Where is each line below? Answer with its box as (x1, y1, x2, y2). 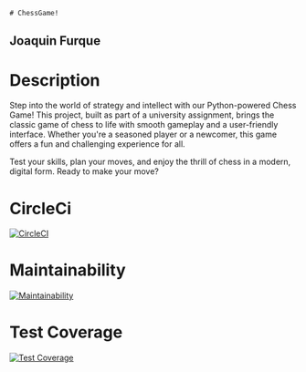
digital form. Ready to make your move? (9, 166, 160, 177)
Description (9, 69, 100, 90)
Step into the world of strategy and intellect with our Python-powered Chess (9, 100, 297, 111)
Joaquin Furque (9, 33, 101, 49)
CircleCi (9, 198, 72, 219)
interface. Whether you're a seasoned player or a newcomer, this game (9, 129, 277, 140)
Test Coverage (9, 322, 123, 343)
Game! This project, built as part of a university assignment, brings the (9, 109, 275, 120)
